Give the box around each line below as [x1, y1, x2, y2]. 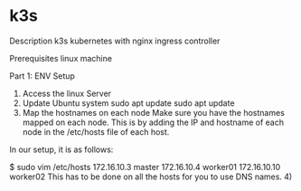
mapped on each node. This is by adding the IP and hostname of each [22, 117, 285, 128]
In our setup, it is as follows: [9, 144, 114, 155]
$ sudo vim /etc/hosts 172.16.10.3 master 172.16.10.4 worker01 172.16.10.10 [9, 161, 281, 172]
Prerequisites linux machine [9, 53, 113, 63]
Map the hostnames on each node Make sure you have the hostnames [22, 107, 285, 118]
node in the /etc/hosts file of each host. [22, 126, 170, 137]
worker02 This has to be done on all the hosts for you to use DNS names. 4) [9, 171, 293, 182]
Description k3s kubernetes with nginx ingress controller [9, 35, 221, 46]
